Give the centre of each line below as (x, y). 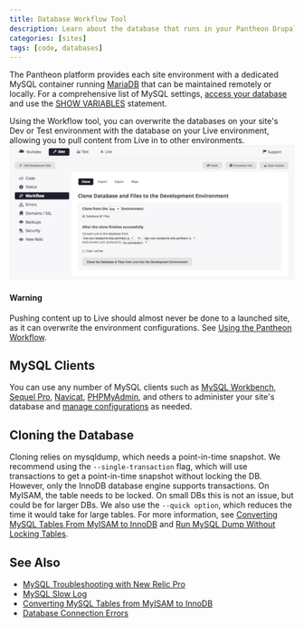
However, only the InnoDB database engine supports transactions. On (139, 486)
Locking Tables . (39, 534)
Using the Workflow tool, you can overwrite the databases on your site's (144, 121)
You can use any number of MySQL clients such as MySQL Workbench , (143, 387)
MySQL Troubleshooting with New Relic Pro (104, 584)
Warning (26, 298)
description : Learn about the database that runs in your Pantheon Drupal (153, 29)
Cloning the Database (71, 435)
